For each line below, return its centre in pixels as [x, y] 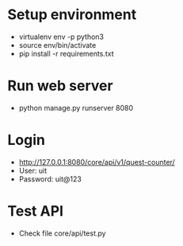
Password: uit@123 [50, 179]
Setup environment [72, 15]
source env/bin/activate [57, 45]
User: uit [33, 170]
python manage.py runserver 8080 [76, 107]
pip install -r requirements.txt [66, 53]
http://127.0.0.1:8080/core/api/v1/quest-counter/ [97, 162]
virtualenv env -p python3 [61, 37]
